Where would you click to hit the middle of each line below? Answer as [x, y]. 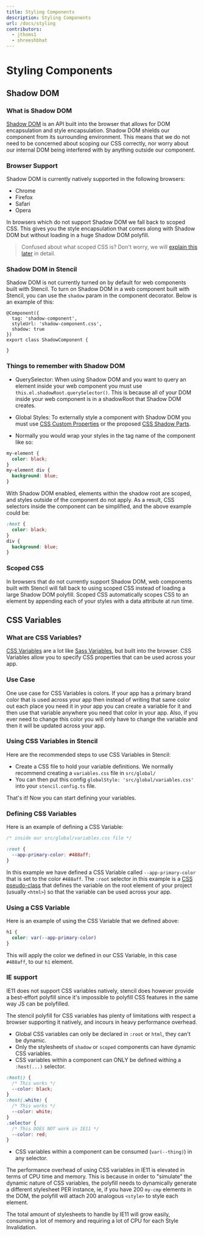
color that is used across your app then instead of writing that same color [98, 699]
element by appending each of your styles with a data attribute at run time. [100, 601]
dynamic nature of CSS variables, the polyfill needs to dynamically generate [101, 1183]
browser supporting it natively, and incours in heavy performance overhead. [102, 1022]
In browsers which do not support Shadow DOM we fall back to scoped [96, 222]
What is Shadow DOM [39, 111]
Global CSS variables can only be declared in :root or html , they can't [103, 1034]
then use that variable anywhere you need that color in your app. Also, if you [102, 712]
